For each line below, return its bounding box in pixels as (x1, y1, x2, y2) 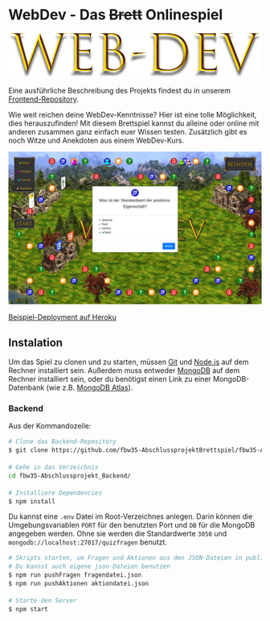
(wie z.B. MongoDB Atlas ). (46, 383, 133, 392)
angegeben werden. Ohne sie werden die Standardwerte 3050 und (8, 529, 227, 539)
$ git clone (8, 446, 48, 454)
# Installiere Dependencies (8, 489, 103, 497)
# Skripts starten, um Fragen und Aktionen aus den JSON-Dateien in (8, 554, 243, 562)
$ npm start (8, 605, 48, 613)
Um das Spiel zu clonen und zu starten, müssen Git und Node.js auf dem (8, 357, 249, 367)
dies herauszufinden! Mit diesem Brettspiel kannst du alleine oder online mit (8, 118, 260, 128)
